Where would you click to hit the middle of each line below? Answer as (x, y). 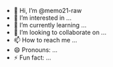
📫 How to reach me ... (45, 40)
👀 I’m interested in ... (42, 18)
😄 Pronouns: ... (36, 50)
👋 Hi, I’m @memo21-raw (48, 11)
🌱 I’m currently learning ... (50, 25)
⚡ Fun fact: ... (32, 57)
